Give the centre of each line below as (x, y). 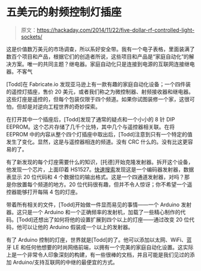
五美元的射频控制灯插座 (64, 12)
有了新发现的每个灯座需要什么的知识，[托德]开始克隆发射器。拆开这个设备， (100, 162)
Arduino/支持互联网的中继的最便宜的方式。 (66, 262)
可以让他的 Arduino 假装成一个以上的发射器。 (77, 227)
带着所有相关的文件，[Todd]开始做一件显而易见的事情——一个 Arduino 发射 (99, 205)
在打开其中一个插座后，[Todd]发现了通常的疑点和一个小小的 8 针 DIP (91, 119)
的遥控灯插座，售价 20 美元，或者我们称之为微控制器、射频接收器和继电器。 (100, 92)
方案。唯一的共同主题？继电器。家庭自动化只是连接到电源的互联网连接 (98, 64)
